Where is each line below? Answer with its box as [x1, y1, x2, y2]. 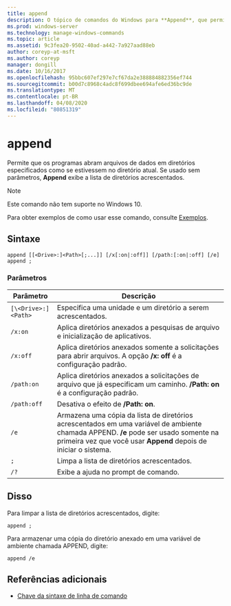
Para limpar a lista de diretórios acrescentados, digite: [7, 509, 160, 517]
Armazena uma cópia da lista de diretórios [56, 410, 194, 420]
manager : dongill [7, 61, 57, 68]
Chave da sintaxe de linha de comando [16, 592, 128, 600]
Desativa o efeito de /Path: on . [56, 399, 155, 408]
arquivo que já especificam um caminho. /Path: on [56, 379, 220, 389]
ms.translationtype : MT [7, 87, 76, 94]
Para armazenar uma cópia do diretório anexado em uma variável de [7, 534, 201, 543]
